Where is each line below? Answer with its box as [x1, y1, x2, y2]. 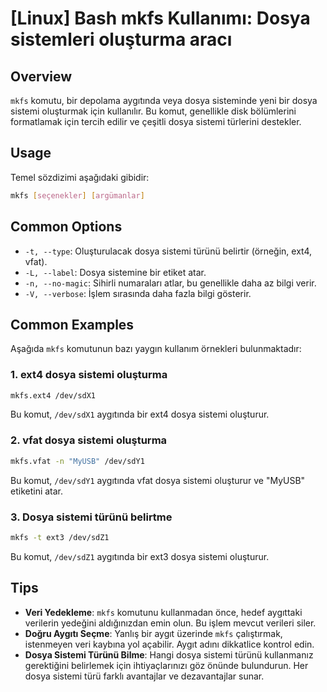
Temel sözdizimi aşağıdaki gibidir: [10, 171, 150, 183]
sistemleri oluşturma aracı [10, 28, 233, 51]
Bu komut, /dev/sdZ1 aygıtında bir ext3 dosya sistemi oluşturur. [10, 550, 270, 562]
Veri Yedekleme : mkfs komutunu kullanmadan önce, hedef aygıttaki [24, 606, 303, 618]
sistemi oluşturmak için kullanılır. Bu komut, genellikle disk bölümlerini [10, 105, 297, 117]
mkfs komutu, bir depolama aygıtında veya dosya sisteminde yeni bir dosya [10, 95, 318, 106]
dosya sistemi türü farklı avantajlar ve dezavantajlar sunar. [24, 670, 265, 682]
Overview [10, 68, 73, 85]
